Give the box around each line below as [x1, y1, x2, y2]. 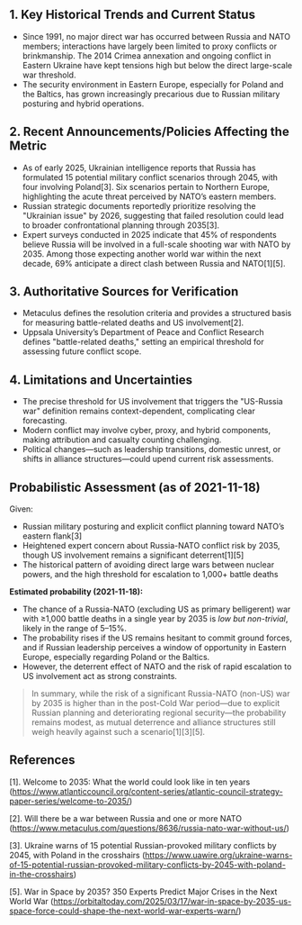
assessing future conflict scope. [22, 346, 142, 357]
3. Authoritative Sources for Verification [9, 284, 239, 300]
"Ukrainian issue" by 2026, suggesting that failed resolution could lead [22, 210, 285, 221]
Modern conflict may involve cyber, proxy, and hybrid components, [22, 425, 271, 436]
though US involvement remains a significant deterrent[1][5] [22, 549, 244, 561]
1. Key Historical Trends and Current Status [9, 7, 256, 23]
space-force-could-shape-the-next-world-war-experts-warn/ [9, 905, 239, 916]
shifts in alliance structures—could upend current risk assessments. [22, 454, 274, 465]
